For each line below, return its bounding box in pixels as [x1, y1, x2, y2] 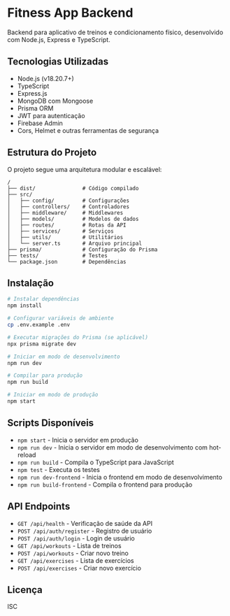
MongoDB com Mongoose [17, 96, 94, 105]
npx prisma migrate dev [7, 341, 77, 348]
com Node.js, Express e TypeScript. [7, 35, 110, 43]
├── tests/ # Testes [7, 252, 108, 259]
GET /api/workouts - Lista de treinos [17, 541, 122, 550]
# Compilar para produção [7, 372, 82, 379]
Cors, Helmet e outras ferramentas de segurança [17, 126, 159, 134]
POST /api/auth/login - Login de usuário [17, 533, 135, 543]
